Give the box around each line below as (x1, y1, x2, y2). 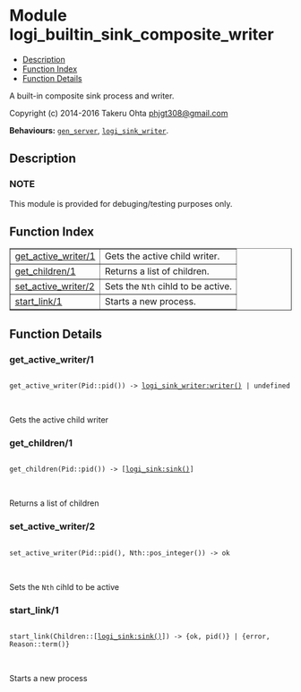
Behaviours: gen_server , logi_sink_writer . (9, 124, 169, 135)
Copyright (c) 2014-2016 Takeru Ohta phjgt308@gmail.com (9, 107, 228, 118)
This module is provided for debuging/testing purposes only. (9, 198, 233, 209)
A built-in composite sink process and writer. (9, 90, 175, 101)
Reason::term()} (9, 640, 70, 649)
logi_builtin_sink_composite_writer (9, 24, 275, 45)
